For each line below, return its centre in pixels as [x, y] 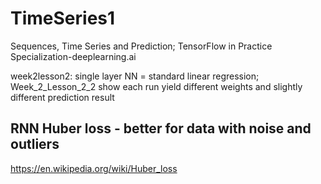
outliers [35, 144]
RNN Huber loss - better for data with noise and [161, 128]
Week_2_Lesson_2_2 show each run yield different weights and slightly [156, 86]
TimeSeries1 [63, 18]
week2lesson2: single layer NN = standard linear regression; [135, 76]
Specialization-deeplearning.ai [73, 56]
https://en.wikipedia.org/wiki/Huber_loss [94, 168]
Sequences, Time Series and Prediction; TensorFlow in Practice [141, 46]
